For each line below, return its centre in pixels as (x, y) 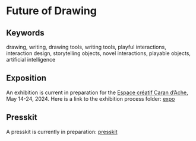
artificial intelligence (31, 60)
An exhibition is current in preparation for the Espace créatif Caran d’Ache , (97, 92)
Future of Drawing (51, 11)
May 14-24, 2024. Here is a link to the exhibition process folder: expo (91, 98)
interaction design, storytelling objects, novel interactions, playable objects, (99, 53)
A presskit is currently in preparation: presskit (62, 132)
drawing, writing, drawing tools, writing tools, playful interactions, (86, 47)
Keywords (25, 33)
